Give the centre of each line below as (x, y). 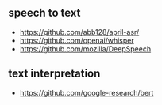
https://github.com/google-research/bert (87, 92)
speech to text (44, 13)
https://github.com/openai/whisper (77, 40)
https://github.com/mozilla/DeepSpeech (85, 49)
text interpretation (54, 74)
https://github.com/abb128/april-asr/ (79, 32)
